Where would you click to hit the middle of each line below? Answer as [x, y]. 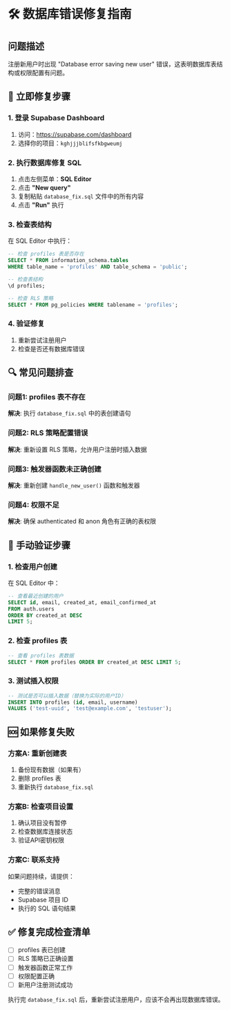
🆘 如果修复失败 [41, 732]
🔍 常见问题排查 [41, 373]
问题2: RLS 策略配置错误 [48, 433]
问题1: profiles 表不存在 [47, 397]
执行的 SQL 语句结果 [47, 908]
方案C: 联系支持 [34, 860]
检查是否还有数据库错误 [51, 348]
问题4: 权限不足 [33, 505]
